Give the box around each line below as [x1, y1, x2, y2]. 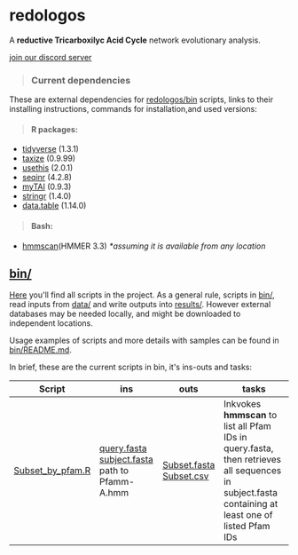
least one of [223, 509, 273, 521]
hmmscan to [223, 409, 278, 422]
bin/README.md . [9, 345, 73, 355]
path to [98, 464, 129, 477]
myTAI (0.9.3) [21, 181, 72, 192]
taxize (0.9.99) [21, 153, 76, 164]
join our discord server [9, 52, 92, 62]
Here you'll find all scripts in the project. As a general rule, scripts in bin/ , [9, 289, 275, 300]
